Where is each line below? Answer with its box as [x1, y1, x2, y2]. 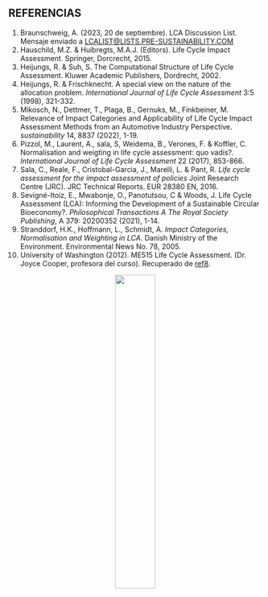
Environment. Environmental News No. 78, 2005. [19, 241, 181, 251]
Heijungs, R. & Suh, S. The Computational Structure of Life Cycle [19, 62, 234, 72]
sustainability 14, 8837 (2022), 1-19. [19, 130, 139, 140]
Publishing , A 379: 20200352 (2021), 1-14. [19, 216, 160, 225]
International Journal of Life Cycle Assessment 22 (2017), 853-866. [19, 156, 245, 166]
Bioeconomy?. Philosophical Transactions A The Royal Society [19, 207, 229, 216]
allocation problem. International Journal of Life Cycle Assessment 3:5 [19, 88, 254, 97]
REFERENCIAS [8, 6, 82, 20]
